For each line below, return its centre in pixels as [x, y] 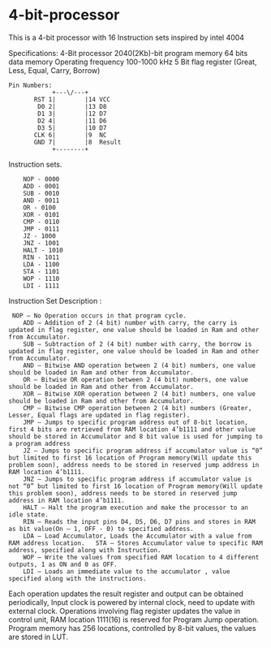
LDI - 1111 [41, 286]
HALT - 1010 [43, 250]
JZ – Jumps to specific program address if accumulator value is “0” [143, 451]
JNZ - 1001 [41, 243]
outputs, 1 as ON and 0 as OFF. [63, 564]
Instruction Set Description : [55, 300]
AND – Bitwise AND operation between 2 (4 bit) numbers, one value [139, 365]
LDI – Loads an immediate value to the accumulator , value [127, 571]
